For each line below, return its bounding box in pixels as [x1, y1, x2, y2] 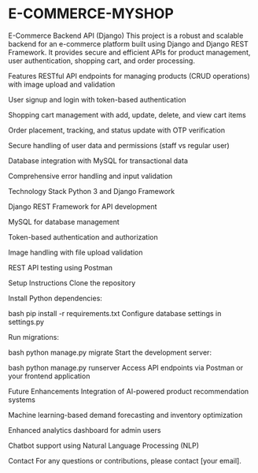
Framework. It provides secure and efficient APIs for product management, [8, 47, 251, 57]
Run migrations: [8, 332, 59, 341]
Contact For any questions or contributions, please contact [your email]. [8, 456, 241, 465]
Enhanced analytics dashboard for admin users [8, 425, 161, 434]
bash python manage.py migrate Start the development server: [8, 348, 212, 357]
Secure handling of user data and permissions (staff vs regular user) [8, 140, 230, 150]
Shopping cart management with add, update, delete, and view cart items [8, 110, 246, 119]
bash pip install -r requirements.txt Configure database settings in [8, 308, 222, 318]
